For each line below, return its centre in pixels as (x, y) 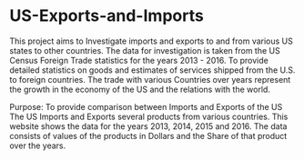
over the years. (38, 145)
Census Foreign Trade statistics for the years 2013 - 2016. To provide (139, 60)
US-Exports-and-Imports (107, 16)
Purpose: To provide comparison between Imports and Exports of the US (146, 106)
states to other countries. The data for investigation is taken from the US (145, 50)
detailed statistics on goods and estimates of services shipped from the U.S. (152, 70)
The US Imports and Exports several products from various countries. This (149, 116)
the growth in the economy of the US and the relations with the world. (140, 89)
